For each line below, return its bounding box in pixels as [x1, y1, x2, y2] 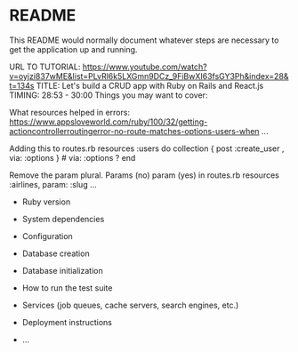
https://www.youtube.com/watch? [82, 61, 207, 72]
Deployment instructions [21, 316, 113, 327]
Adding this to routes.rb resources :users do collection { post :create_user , [9, 143, 285, 154]
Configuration [21, 230, 73, 241]
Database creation [21, 248, 91, 259]
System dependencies [21, 213, 105, 224]
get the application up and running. [9, 44, 138, 54]
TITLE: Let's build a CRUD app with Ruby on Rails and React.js [36, 80, 264, 91]
